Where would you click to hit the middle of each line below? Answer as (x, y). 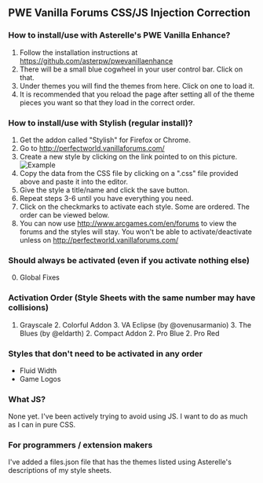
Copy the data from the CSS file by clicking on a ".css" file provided (129, 173)
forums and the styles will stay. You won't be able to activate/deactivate (136, 232)
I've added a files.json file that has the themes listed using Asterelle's (120, 462)
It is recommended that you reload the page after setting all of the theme (137, 94)
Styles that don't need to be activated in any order (105, 353)
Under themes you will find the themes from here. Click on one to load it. (137, 86)
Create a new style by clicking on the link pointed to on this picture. (128, 156)
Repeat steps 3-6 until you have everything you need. (106, 198)
